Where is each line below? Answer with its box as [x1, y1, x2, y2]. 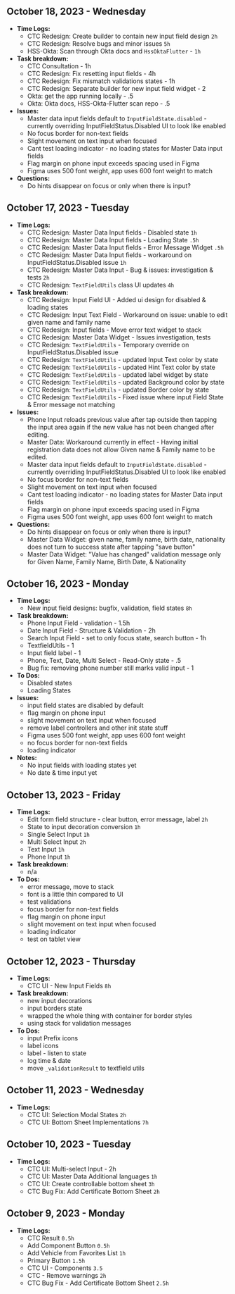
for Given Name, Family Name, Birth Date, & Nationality [27, 557, 187, 566]
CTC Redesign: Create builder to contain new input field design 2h [27, 32, 218, 40]
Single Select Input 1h [27, 830, 90, 839]
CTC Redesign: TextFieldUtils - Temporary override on [27, 340, 189, 349]
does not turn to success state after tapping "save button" [27, 542, 196, 551]
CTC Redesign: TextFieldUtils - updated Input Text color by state [27, 355, 219, 363]
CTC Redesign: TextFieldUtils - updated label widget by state [27, 370, 208, 379]
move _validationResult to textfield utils [27, 1064, 145, 1073]
